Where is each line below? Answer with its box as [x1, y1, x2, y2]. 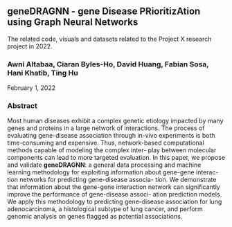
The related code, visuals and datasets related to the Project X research [7, 35, 212, 43]
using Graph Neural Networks [7, 17, 139, 28]
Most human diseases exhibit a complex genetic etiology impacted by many [7, 117, 224, 125]
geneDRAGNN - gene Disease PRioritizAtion [7, 6, 201, 17]
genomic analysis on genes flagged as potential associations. [7, 212, 183, 221]
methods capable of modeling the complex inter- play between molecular [7, 146, 217, 154]
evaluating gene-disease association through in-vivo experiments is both [7, 131, 216, 140]
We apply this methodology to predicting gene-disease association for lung [7, 197, 222, 206]
